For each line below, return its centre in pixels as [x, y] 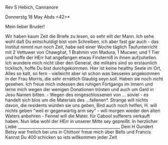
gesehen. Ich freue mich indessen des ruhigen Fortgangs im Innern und [79, 84]
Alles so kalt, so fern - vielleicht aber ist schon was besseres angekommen [82, 73]
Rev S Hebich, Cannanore [32, 7]
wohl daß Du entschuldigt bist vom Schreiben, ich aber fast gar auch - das [82, 41]
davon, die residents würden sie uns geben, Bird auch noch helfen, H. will [81, 105]
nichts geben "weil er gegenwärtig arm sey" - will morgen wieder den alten [83, 110]
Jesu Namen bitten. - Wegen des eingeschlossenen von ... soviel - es [77, 95]
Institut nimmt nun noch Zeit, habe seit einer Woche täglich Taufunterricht [81, 47]
